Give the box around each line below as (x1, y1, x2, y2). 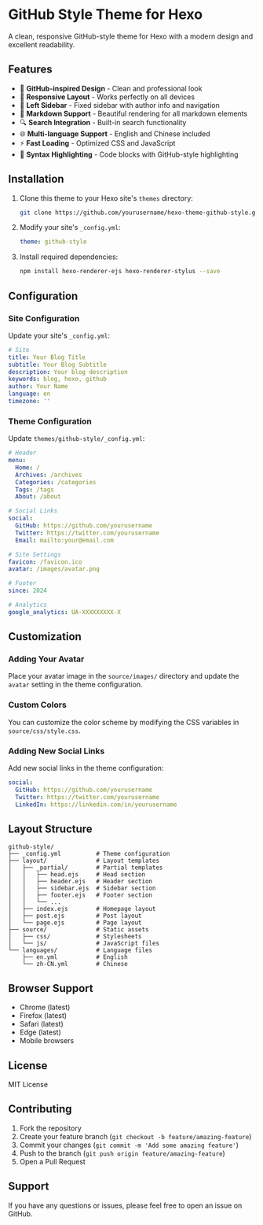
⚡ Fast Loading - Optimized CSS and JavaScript (19, 138, 176, 147)
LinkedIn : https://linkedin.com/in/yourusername (15, 801, 177, 809)
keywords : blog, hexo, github (8, 376, 108, 383)
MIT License (8, 1080, 49, 1090)
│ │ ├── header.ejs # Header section (8, 878, 153, 886)
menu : (8, 457, 26, 464)
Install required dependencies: (19, 252, 119, 261)
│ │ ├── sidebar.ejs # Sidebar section (8, 884, 156, 893)
